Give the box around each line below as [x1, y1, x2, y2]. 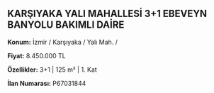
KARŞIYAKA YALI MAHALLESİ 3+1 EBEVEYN [7, 8, 208, 20]
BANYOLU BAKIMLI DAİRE [7, 19, 125, 31]
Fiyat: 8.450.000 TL [7, 51, 66, 60]
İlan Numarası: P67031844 [7, 79, 86, 87]
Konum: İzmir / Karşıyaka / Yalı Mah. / [7, 38, 118, 46]
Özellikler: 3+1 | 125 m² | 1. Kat [7, 65, 97, 74]
